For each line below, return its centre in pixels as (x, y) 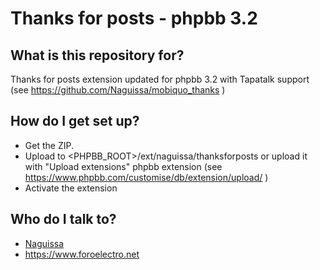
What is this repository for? (97, 55)
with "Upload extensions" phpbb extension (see (123, 166)
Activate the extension (71, 188)
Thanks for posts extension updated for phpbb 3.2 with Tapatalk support (160, 79)
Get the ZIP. (49, 145)
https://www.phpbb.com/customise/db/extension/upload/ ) (146, 177)
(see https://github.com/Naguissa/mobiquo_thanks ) (118, 90)
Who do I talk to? (63, 219)
